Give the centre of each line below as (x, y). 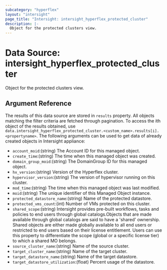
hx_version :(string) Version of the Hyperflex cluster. (66, 172)
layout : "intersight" (28, 14)
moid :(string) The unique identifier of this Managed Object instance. (82, 193)
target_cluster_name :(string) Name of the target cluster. (70, 251)
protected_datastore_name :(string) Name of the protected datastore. (82, 198)
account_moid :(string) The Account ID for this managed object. (76, 150)
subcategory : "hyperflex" (32, 10)
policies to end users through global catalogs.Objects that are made (82, 214)
